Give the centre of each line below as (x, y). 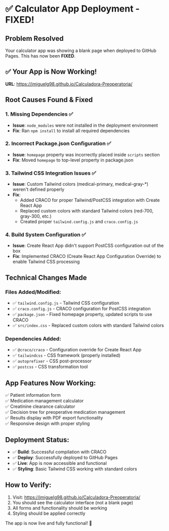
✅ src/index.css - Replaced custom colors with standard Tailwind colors (88, 326)
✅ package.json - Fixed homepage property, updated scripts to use (82, 314)
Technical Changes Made (46, 277)
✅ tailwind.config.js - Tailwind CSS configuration (66, 303)
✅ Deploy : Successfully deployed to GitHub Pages (65, 458)
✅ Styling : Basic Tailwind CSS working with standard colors (75, 469)
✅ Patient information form (33, 395)
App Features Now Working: (50, 383)
